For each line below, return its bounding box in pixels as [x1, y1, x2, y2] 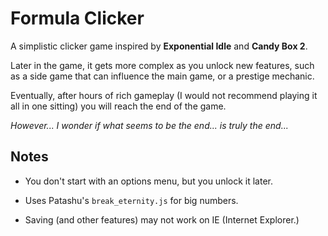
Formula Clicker [10, 7, 145, 30]
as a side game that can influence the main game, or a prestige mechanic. [10, 70, 315, 82]
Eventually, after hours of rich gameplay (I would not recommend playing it [10, 89, 318, 101]
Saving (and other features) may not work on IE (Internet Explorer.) [24, 213, 300, 226]
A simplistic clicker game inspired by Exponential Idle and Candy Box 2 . [10, 40, 308, 52]
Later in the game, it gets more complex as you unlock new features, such [10, 59, 315, 71]
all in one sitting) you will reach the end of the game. [10, 100, 227, 112]
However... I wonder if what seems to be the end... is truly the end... [10, 119, 289, 131]
